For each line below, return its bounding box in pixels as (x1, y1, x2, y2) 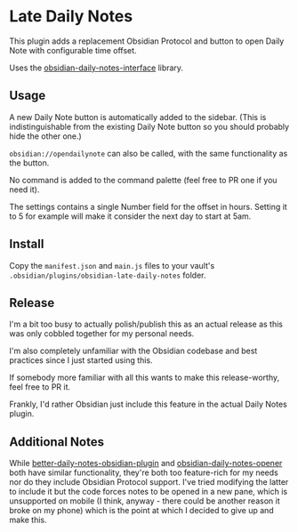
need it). (9, 184, 40, 195)
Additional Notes (9, 434, 105, 449)
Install (9, 237, 44, 252)
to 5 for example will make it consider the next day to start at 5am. (9, 211, 252, 222)
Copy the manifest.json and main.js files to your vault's (9, 260, 215, 270)
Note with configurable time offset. (9, 44, 137, 55)
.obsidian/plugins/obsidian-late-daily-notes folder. (9, 270, 206, 280)
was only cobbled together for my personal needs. (9, 328, 195, 339)
